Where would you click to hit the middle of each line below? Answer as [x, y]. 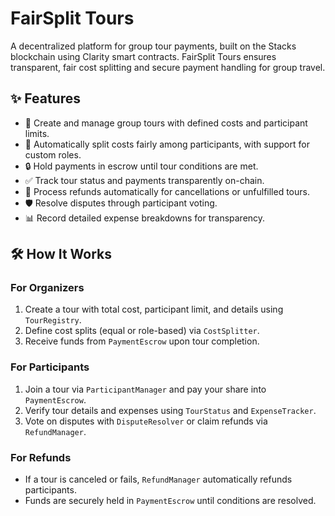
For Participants [50, 367]
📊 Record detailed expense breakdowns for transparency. [145, 218]
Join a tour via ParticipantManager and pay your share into [145, 389]
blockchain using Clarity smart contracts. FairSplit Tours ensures [143, 56]
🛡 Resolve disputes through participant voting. [121, 203]
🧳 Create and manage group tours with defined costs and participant [166, 123]
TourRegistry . [53, 320]
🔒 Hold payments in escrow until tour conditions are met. [141, 166]
